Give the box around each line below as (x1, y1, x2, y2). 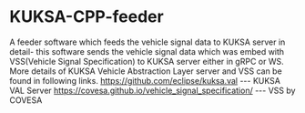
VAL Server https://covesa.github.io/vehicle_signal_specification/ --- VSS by (9, 85, 296, 96)
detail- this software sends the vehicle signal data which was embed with (9, 46, 285, 56)
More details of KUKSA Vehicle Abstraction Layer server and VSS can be (9, 66, 282, 77)
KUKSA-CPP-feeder (9, 6, 164, 27)
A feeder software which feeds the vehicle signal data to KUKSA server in (9, 36, 286, 47)
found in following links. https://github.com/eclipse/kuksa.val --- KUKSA (9, 75, 280, 86)
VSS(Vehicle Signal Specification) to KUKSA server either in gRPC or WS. (9, 56, 284, 67)
